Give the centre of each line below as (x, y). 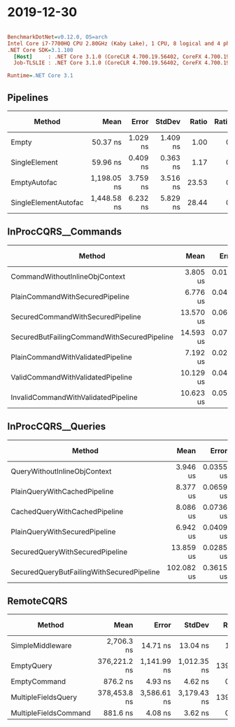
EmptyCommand (38, 681)
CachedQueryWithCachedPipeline (67, 511)
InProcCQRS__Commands (65, 232)
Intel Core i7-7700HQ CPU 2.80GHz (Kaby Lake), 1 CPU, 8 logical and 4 (114, 43)
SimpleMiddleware (41, 646)
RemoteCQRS (37, 601)
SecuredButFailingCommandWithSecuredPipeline (92, 337)
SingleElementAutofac (47, 202)
